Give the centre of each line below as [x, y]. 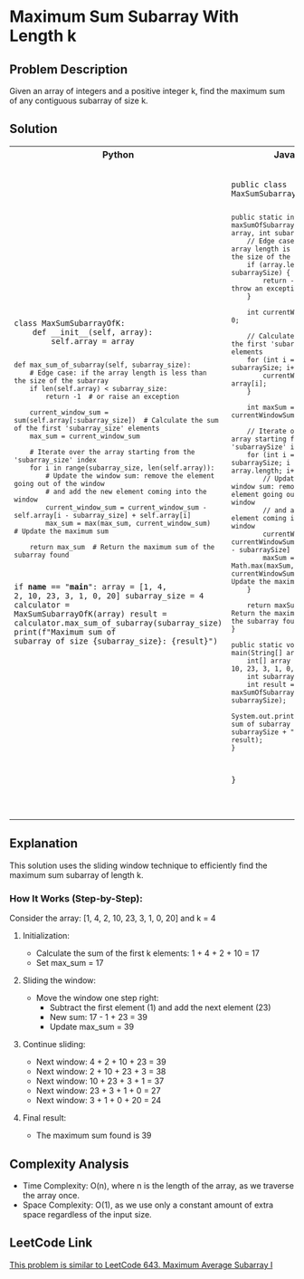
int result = [271, 684]
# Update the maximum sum [61, 531]
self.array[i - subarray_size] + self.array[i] [103, 515]
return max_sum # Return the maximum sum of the [122, 547]
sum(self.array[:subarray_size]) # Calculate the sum [116, 420]
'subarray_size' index [55, 460]
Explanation [44, 844]
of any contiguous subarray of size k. [79, 100]
